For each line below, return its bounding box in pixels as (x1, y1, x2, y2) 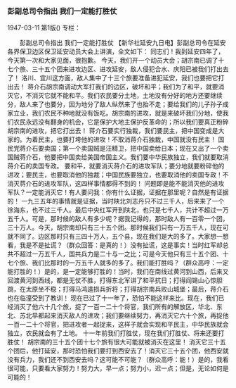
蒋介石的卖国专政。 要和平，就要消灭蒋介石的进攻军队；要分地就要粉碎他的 (7, 162, 225, 170)
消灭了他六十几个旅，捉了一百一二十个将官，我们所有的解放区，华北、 (13, 303, 216, 311)
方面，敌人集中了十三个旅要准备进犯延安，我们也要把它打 (58, 74, 225, 82)
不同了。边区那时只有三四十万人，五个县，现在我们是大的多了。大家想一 (13, 232, 223, 241)
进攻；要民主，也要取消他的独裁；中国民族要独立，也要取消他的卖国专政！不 (7, 170, 229, 179)
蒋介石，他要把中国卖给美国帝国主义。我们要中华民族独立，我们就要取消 (19, 153, 229, 161)
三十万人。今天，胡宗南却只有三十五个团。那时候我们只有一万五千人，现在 (7, 223, 223, 232)
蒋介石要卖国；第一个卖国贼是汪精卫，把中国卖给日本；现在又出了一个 (19, 144, 223, 153)
